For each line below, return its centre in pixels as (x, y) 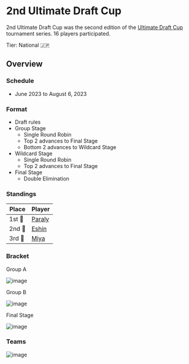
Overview (25, 64)
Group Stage (30, 128)
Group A (16, 269)
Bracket (18, 256)
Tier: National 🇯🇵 (28, 45)
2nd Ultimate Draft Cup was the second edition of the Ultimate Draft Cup (95, 27)
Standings (21, 194)
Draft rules (28, 122)
